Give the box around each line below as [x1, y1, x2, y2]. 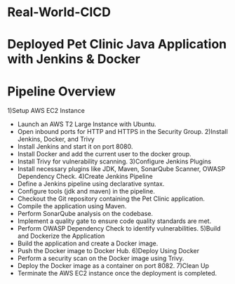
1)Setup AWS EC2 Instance [7, 107, 86, 115]
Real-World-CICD [7, 4, 111, 20]
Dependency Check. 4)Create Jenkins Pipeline [17, 173, 153, 181]
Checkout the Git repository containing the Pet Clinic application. [17, 194, 205, 203]
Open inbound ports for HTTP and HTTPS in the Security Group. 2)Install [17, 128, 228, 136]
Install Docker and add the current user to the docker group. [17, 150, 192, 158]
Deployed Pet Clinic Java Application [7, 36, 227, 53]
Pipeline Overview [7, 83, 116, 99]
